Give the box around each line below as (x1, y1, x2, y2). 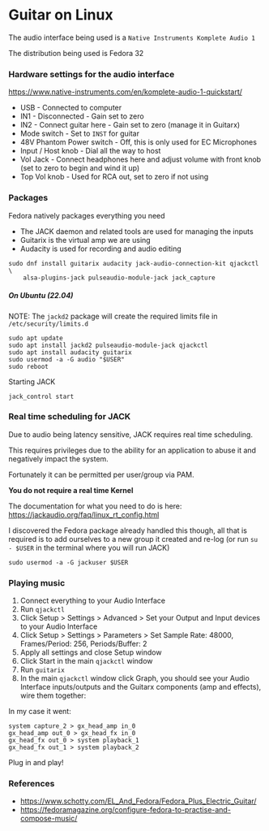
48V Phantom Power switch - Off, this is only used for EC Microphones (19, 137, 258, 147)
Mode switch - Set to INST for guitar (19, 128, 140, 139)
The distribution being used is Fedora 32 (8, 48, 144, 58)
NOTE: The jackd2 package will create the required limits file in (8, 311, 218, 321)
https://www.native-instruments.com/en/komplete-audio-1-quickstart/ (8, 87, 243, 97)
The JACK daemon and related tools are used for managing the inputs (19, 226, 254, 236)
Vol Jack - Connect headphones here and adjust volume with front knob (19, 154, 262, 164)
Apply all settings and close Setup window (19, 647, 162, 657)
